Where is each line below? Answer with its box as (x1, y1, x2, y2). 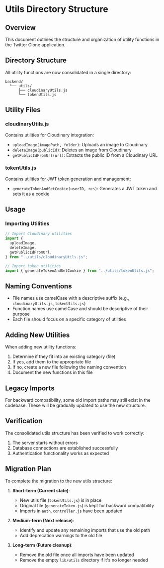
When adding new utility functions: (5, 344, 77, 350)
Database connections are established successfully (12, 445, 118, 451)
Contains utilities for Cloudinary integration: (5, 132, 94, 138)
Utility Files (5, 106, 41, 114)
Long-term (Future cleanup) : (12, 542, 73, 548)
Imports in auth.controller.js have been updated (19, 508, 123, 514)
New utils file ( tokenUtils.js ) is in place (19, 497, 102, 503)
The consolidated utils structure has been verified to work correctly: (5, 430, 145, 436)
